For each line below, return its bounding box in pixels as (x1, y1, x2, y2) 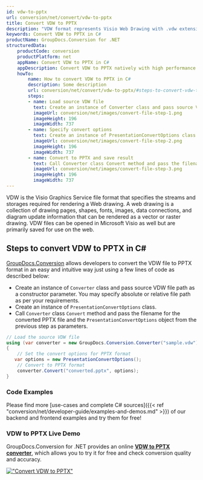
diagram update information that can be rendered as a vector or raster (6, 213, 181, 220)
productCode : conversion (17, 48, 80, 54)
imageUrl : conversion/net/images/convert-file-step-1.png (33, 110, 182, 116)
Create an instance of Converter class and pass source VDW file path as (14, 284, 195, 291)
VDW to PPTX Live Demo (6, 429, 80, 438)
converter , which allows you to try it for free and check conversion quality (6, 449, 192, 456)
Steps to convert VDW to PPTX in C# (6, 243, 147, 254)
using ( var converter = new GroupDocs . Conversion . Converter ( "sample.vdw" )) (6, 339, 201, 346)
